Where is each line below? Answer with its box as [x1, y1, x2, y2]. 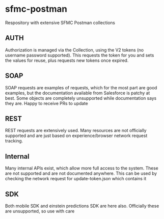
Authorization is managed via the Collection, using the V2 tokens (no [5, 47, 144, 53]
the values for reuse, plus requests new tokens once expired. [5, 57, 129, 63]
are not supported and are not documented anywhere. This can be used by [5, 170, 157, 176]
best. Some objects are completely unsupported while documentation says [5, 95, 157, 101]
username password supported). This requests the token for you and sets [5, 52, 154, 58]
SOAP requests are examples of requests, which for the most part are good [5, 84, 157, 90]
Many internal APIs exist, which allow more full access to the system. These [5, 165, 159, 171]
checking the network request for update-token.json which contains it [5, 176, 146, 182]
